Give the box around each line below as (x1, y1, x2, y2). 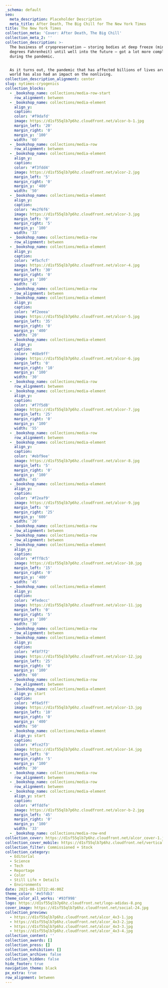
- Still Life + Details (9, 877, 59, 882)
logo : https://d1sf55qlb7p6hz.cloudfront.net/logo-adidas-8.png (5, 901, 142, 906)
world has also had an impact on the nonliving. (9, 72, 113, 77)
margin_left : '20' (14, 123, 52, 128)
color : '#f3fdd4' (14, 165, 50, 170)
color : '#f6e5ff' (14, 701, 50, 706)
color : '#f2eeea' (14, 309, 50, 314)
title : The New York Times (5, 26, 61, 31)
